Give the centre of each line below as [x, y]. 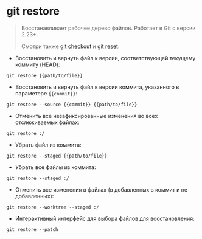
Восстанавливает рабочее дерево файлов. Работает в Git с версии [108, 28]
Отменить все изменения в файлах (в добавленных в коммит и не [101, 189]
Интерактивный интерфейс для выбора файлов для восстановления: [105, 218]
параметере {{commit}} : [46, 93]
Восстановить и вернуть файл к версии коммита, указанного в [97, 87]
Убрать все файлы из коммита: [55, 167]
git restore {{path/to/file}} [45, 75]
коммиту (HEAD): [37, 64]
